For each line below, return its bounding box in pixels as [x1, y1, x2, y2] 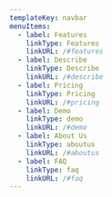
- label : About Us [17, 132, 88, 141]
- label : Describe [17, 55, 88, 64]
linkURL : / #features [25, 47, 104, 56]
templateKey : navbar [9, 13, 88, 23]
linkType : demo [25, 114, 84, 123]
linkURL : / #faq [25, 173, 84, 182]
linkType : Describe [25, 64, 100, 74]
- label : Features [17, 30, 88, 39]
